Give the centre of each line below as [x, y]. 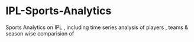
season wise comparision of [40, 33]
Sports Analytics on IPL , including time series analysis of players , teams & [97, 27]
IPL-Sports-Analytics [59, 11]
